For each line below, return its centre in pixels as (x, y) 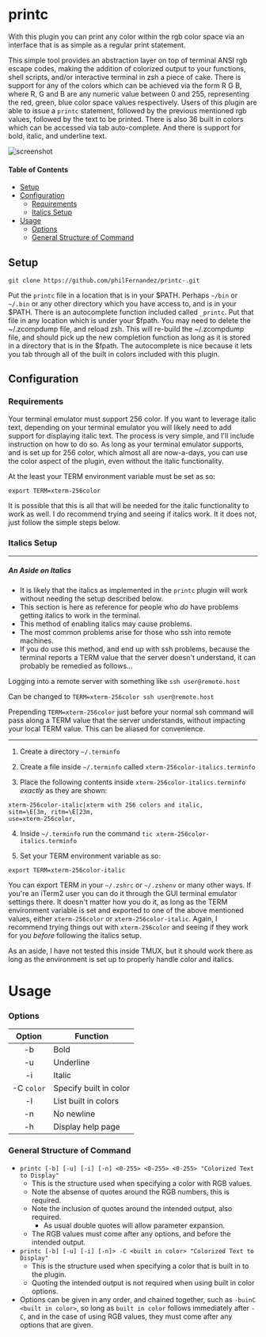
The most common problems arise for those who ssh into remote (125, 632)
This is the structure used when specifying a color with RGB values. (142, 1183)
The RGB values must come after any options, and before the (131, 1233)
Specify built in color (92, 1088)
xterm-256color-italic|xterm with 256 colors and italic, (106, 805)
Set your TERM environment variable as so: (90, 856)
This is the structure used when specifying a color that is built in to (140, 1266)
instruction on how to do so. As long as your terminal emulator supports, (126, 444)
